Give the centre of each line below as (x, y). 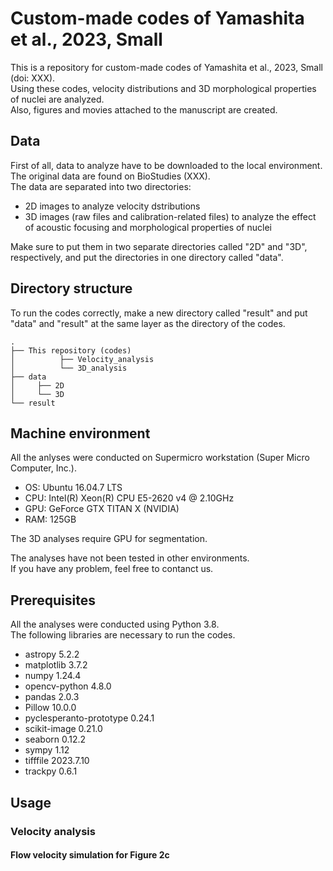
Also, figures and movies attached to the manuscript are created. (144, 109)
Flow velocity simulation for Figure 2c (90, 855)
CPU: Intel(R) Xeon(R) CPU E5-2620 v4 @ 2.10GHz (129, 498)
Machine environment (80, 433)
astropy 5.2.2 (52, 654)
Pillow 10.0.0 (50, 708)
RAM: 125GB (50, 519)
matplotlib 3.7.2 (56, 665)
